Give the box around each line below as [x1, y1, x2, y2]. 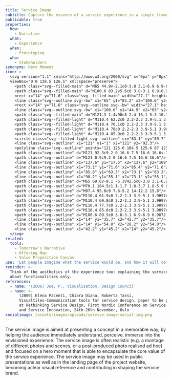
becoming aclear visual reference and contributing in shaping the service [5, 364, 160, 370]
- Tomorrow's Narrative [14, 245, 66, 251]
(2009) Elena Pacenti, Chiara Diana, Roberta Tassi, [18, 293, 134, 299]
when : [10, 46, 22, 51]
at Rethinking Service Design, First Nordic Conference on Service [18, 303, 166, 308]
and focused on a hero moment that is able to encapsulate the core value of [5, 348, 165, 354]
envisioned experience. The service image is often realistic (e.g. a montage [5, 337, 164, 343]
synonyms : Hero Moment [5, 65, 54, 70]
